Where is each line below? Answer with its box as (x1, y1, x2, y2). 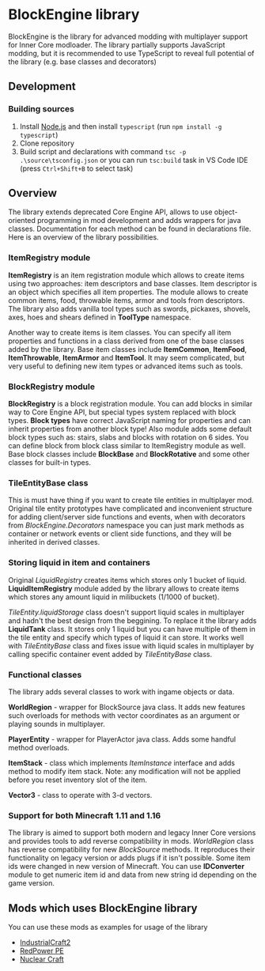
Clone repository (19, 138, 75, 148)
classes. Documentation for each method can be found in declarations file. (8, 224, 252, 234)
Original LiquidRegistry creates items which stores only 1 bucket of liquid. (8, 575, 247, 584)
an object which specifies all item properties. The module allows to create (8, 287, 249, 297)
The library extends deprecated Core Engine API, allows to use (8, 207, 213, 217)
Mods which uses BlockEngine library (8, 901, 198, 915)
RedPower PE (19, 946, 65, 956)
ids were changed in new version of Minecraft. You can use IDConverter (8, 862, 245, 871)
